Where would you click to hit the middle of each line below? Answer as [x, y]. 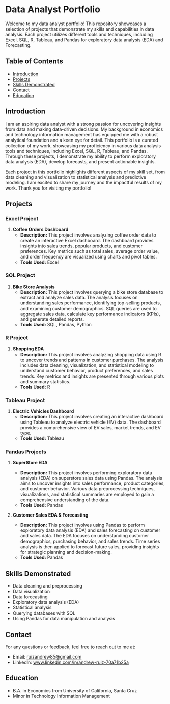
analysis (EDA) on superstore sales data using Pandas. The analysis [91, 478]
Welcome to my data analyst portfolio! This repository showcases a [76, 24]
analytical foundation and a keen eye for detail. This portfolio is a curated [82, 140]
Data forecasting [30, 597]
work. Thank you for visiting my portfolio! [48, 188]
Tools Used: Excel [39, 262]
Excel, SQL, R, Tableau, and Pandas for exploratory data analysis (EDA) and [84, 40]
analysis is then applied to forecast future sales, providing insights [90, 547]
